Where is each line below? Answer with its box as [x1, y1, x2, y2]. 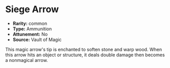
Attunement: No [12, 31, 48, 37]
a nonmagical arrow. [5, 57, 48, 63]
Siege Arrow [5, 4, 59, 15]
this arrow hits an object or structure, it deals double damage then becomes [5, 52, 165, 58]
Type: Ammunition [12, 25, 52, 31]
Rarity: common [12, 20, 47, 26]
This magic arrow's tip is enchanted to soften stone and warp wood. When [5, 46, 162, 52]
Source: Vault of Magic [12, 37, 62, 43]
